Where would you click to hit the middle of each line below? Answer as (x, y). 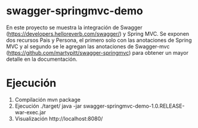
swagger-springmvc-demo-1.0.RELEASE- (134, 106)
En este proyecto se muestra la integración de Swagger (74, 27)
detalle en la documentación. (42, 59)
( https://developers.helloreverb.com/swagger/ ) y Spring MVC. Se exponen (98, 33)
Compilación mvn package (47, 99)
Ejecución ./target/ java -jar (48, 106)
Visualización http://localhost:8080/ (59, 118)
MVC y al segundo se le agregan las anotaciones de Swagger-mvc (88, 46)
